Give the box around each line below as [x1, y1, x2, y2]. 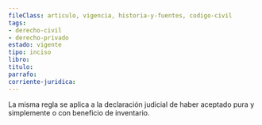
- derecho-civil [8, 26, 62, 34]
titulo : [8, 63, 34, 71]
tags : [8, 19, 26, 27]
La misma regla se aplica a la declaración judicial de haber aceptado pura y [8, 100, 255, 109]
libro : [8, 56, 30, 64]
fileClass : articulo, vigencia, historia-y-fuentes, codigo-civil [8, 11, 233, 20]
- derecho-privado [8, 33, 69, 42]
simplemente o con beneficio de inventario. [8, 108, 150, 117]
